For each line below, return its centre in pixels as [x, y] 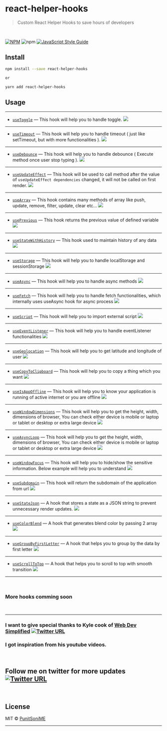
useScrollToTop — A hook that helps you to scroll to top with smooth [82, 564]
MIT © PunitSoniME [25, 719]
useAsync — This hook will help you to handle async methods [75, 281]
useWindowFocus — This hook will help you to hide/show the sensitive [82, 463]
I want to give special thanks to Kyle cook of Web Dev [71, 625]
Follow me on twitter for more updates [65, 672]
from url [20, 489]
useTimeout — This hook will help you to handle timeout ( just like [79, 134]
